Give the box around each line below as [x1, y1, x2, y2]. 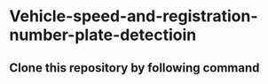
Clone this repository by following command [9, 60, 260, 75]
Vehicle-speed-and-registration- [9, 6, 259, 27]
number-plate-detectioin [9, 25, 197, 45]
